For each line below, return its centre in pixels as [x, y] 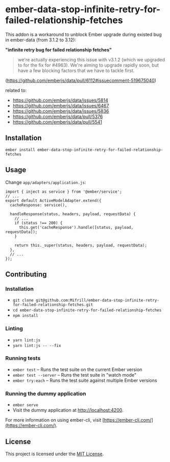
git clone [23, 301]
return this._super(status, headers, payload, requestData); [81, 245]
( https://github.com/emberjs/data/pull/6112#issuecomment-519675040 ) [81, 80]
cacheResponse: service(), [39, 205]
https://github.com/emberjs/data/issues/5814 [60, 100]
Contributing [26, 274]
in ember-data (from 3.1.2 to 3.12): [41, 40]
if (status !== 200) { [39, 223]
